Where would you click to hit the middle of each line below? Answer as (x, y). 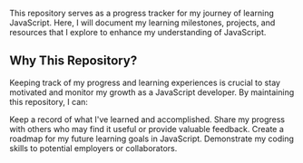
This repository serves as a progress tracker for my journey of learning (142, 13)
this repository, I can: (49, 101)
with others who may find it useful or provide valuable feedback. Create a (147, 129)
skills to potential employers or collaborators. (93, 148)
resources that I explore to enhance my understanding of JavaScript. (138, 32)
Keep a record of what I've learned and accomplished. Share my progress (147, 119)
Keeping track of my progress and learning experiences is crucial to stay (145, 82)
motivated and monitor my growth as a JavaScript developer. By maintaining (152, 92)
